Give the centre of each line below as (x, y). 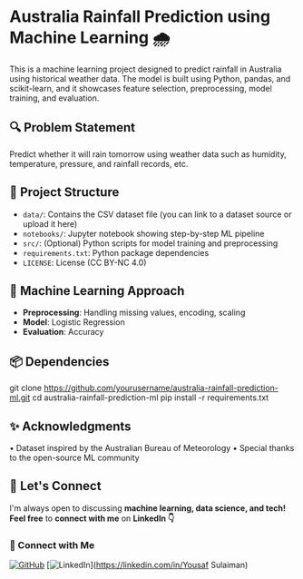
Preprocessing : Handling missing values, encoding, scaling (134, 313)
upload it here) (50, 223)
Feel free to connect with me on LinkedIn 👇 (92, 518)
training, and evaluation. (54, 98)
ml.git (20, 397)
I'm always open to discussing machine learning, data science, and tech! (147, 508)
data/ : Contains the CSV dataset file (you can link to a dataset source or (157, 214)
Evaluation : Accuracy (63, 332)
